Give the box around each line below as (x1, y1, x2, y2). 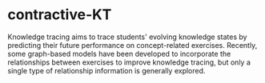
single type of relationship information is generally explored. (7, 65, 206, 75)
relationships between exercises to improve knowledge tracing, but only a (7, 57, 251, 67)
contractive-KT (7, 6, 112, 24)
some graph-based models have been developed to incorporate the (7, 49, 231, 58)
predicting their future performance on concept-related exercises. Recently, (7, 40, 258, 49)
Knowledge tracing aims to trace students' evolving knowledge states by (7, 32, 247, 41)
